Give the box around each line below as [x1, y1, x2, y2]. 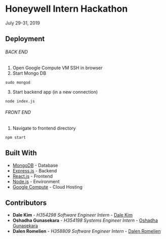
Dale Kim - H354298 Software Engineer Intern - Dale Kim [12, 212, 133, 218]
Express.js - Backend [12, 167, 57, 173]
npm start [5, 135, 26, 140]
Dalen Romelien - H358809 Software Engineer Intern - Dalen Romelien [12, 228, 161, 234]
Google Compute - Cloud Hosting [12, 184, 82, 190]
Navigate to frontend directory [12, 125, 76, 131]
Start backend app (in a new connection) [12, 88, 98, 95]
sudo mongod [5, 80, 30, 85]
